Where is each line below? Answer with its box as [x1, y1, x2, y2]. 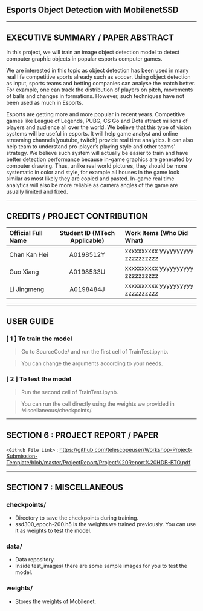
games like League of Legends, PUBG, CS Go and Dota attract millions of [6, 117, 188, 124]
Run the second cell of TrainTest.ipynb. [21, 389, 118, 396]
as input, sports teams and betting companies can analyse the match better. [6, 79, 196, 87]
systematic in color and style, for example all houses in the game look [6, 168, 180, 176]
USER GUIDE [6, 316, 54, 326]
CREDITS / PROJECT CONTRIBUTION [6, 211, 148, 222]
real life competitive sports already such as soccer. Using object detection [6, 73, 192, 81]
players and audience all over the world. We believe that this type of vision [6, 124, 192, 131]
